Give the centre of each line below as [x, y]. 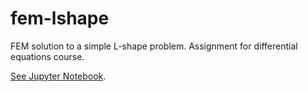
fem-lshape [60, 18]
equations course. [47, 56]
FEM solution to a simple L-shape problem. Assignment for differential [154, 46]
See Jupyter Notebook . [58, 76]
